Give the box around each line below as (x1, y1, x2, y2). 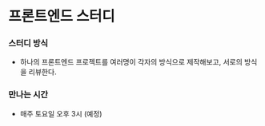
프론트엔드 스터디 (8, 7, 115, 26)
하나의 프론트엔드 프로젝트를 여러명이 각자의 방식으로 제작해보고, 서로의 (19, 57, 243, 67)
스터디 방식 (8, 37, 49, 49)
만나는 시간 (8, 89, 49, 100)
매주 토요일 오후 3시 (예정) (19, 108, 102, 118)
